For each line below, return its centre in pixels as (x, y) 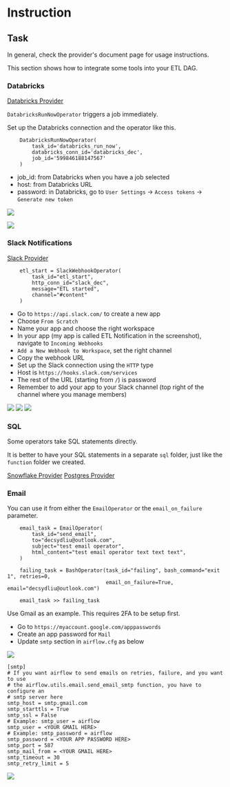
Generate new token (45, 200)
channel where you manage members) (72, 394)
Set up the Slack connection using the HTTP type (85, 365)
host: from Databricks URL (55, 185)
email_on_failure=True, (140, 583)
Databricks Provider (35, 101)
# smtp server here (35, 697)
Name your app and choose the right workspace (86, 328)
